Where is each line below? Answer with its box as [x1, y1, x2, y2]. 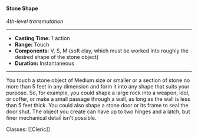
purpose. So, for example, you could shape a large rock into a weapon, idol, [6, 89, 190, 97]
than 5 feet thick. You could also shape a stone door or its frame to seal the [6, 102, 189, 109]
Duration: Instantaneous [14, 60, 75, 67]
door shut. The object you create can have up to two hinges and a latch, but [6, 108, 190, 115]
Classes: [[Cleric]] [6, 126, 50, 133]
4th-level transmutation [6, 18, 64, 25]
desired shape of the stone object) [14, 54, 99, 61]
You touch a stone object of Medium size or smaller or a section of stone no [6, 77, 190, 84]
